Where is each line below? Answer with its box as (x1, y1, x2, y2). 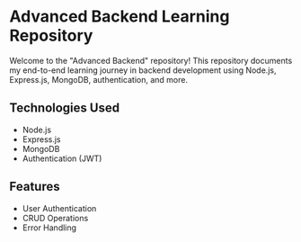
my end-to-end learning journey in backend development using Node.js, (9, 65, 277, 76)
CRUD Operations (22, 212, 89, 223)
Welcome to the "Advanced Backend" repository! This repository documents (9, 55, 293, 66)
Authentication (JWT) (22, 153, 102, 164)
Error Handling (22, 222, 77, 233)
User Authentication (22, 202, 97, 213)
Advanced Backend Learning (9, 6, 230, 27)
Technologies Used (9, 101, 120, 116)
